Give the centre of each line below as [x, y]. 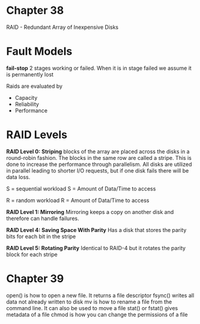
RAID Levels [37, 135]
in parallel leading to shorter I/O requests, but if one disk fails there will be [98, 170]
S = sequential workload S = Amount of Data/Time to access [81, 188]
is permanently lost [30, 74]
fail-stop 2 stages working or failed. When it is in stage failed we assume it [99, 68]
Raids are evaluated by [35, 86]
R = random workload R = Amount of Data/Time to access [78, 200]
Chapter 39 [35, 279]
